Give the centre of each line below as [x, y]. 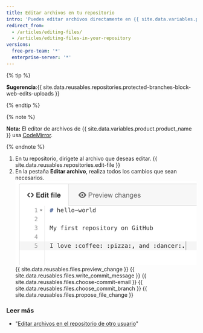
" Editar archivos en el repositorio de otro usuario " [77, 324]
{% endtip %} [23, 105]
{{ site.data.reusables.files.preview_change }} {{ [75, 270]
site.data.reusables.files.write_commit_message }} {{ [81, 276]
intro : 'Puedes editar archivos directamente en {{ [72, 19]
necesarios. [30, 178]
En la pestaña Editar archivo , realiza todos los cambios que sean [96, 171]
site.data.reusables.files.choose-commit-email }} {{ [79, 282]
